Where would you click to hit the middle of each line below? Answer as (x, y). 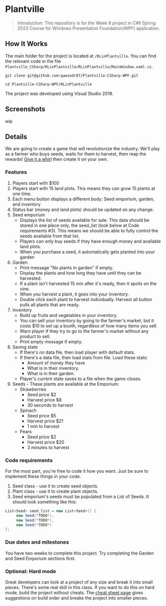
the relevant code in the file (33, 61)
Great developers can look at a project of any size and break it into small (79, 582)
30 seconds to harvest (50, 405)
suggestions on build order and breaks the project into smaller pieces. (77, 598)
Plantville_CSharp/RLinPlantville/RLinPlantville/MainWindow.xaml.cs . (79, 66)
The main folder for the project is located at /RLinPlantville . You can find (81, 56)
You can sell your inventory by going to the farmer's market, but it (87, 320)
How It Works (27, 44)
